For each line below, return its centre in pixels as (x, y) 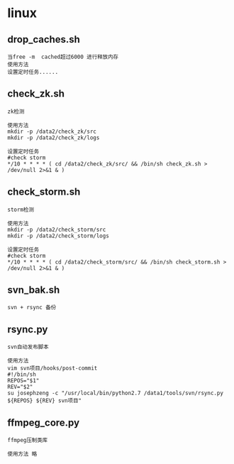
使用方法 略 (22, 454)
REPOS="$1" (23, 381)
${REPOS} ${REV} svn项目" (44, 401)
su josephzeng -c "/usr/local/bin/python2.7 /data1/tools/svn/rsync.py (115, 393)
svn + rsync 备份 (32, 308)
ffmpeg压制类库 (28, 441)
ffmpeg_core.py (44, 422)
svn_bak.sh (34, 290)
